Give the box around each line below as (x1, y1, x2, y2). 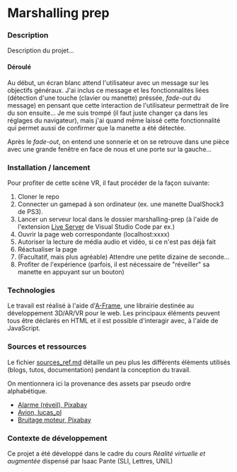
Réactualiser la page (17, 245, 78, 253)
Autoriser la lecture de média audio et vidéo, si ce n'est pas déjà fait (17, 237, 216, 246)
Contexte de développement (7, 433, 108, 443)
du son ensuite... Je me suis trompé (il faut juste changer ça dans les (7, 108, 209, 117)
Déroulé (7, 62, 32, 72)
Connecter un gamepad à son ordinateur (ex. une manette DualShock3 (17, 200, 224, 208)
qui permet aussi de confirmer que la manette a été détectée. (7, 123, 186, 132)
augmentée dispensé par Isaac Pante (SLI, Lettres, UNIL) (7, 456, 173, 465)
